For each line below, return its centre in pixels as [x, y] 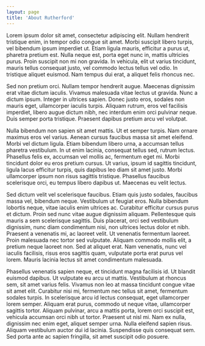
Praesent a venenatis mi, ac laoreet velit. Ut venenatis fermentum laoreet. [99, 233]
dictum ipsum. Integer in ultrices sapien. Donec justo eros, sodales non [95, 99]
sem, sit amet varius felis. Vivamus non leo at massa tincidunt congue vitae [101, 284]
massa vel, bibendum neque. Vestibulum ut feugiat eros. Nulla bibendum [98, 201]
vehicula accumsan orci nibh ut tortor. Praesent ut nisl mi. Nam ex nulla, [96, 317]
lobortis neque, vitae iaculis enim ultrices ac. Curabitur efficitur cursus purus [103, 207]
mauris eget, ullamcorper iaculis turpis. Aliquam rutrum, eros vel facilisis [97, 105]
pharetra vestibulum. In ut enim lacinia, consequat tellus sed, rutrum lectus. [101, 150]
